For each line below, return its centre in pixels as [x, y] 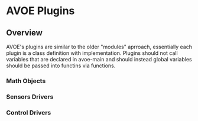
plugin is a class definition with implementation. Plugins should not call [92, 53]
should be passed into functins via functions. [61, 66]
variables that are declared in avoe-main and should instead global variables [99, 59]
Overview [25, 33]
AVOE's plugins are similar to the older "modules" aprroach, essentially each [99, 47]
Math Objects [26, 81]
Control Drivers [29, 112]
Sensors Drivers [30, 97]
